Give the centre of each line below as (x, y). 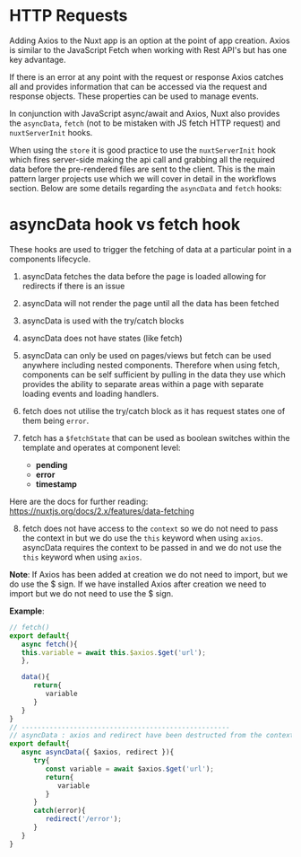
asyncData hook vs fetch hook (125, 225)
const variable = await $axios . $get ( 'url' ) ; (130, 769)
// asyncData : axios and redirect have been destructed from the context (152, 736)
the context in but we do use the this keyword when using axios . (142, 538)
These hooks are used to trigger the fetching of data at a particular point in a (150, 249)
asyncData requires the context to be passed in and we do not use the (152, 547)
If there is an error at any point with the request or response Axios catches (146, 76)
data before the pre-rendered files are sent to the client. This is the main (142, 169)
